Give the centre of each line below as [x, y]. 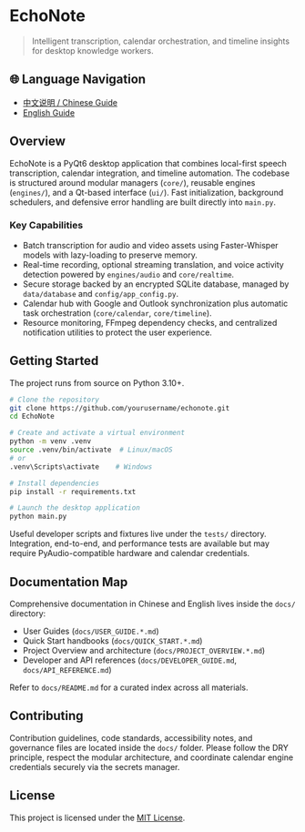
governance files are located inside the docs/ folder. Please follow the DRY [149, 747]
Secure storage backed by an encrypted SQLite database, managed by [156, 284]
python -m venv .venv [51, 441]
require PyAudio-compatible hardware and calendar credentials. [130, 553]
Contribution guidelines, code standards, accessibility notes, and [131, 737]
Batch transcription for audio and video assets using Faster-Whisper [151, 245]
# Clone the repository [55, 400]
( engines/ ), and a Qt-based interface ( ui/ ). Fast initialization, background [147, 192]
